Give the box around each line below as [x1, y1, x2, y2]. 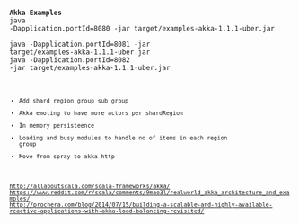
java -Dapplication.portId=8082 [9, 56, 130, 65]
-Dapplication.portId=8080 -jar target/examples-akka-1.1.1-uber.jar [9, 24, 276, 33]
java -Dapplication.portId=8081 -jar [9, 40, 151, 49]
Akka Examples [9, 8, 63, 17]
